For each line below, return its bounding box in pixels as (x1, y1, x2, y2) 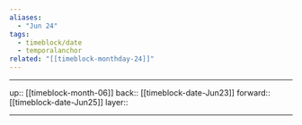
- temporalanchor (17, 46, 83, 55)
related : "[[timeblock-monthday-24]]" (9, 54, 155, 63)
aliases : (9, 12, 42, 22)
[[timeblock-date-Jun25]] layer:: (9, 97, 129, 107)
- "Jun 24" (17, 21, 58, 30)
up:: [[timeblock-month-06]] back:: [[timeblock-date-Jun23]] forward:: (9, 87, 271, 98)
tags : (9, 29, 30, 38)
